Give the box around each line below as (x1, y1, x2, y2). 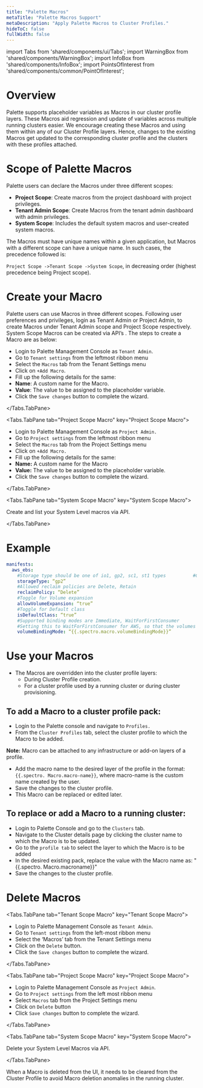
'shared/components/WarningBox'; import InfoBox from (6, 55, 145, 62)
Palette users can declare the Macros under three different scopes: (6, 182, 173, 189)
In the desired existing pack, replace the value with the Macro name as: (14, 856, 193, 864)
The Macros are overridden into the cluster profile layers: (14, 669, 157, 676)
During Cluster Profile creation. (24, 676, 101, 683)
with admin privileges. (14, 213, 71, 220)
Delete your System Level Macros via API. (6, 1044, 111, 1052)
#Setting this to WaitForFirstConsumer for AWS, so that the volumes (17, 623, 196, 629)
